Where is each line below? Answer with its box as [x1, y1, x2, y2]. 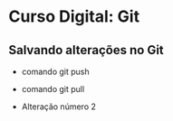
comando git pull [21, 84, 85, 94]
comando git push [21, 66, 90, 77]
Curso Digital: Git [8, 6, 140, 27]
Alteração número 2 [21, 101, 97, 112]
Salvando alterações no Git [8, 42, 164, 58]
